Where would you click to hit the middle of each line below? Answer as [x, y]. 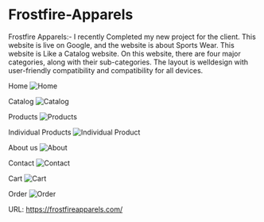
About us [23, 147]
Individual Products [40, 132]
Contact [21, 163]
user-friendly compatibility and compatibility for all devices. [106, 70]
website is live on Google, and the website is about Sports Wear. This [121, 45]
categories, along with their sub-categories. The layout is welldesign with [128, 62]
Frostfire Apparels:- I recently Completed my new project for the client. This [132, 37]
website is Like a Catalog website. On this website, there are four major [124, 53]
